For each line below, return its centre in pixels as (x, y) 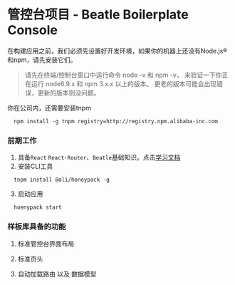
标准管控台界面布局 (46, 244)
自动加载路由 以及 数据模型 (57, 274)
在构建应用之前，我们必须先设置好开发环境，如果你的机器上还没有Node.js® (117, 51)
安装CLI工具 (35, 166)
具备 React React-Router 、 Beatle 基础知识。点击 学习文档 (99, 157)
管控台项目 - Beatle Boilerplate (98, 15)
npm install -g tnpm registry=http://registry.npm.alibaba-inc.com (116, 121)
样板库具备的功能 (37, 227)
